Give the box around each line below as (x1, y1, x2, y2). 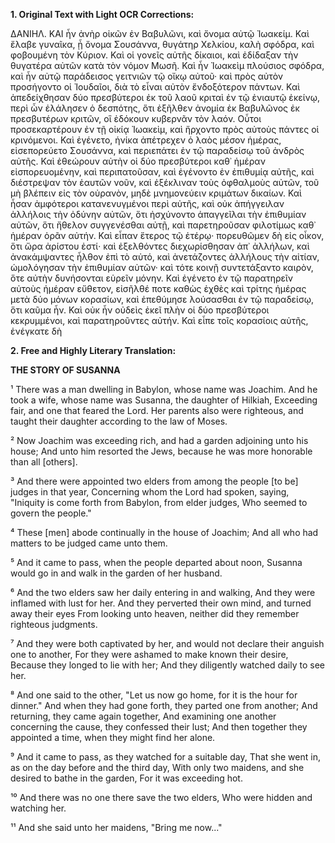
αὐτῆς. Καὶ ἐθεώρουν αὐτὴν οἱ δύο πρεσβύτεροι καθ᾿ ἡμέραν (10, 155, 266, 167)
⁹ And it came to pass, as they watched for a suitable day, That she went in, (10, 751, 321, 763)
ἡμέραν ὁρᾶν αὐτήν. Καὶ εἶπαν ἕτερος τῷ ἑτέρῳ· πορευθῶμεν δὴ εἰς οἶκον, (10, 230, 325, 241)
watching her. (10, 802, 67, 814)
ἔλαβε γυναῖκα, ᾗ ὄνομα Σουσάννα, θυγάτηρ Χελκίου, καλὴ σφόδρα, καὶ (10, 39, 315, 50)
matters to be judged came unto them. (10, 537, 168, 549)
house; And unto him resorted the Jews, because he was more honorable (10, 445, 313, 457)
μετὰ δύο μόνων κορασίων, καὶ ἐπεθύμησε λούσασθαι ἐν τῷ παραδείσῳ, (10, 294, 314, 305)
